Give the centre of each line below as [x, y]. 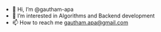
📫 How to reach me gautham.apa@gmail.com [70, 22]
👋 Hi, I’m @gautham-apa [43, 9]
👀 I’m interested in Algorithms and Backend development [83, 16]
